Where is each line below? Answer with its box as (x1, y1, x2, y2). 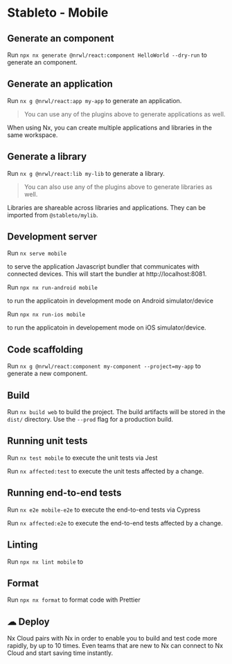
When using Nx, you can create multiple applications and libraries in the (7, 123, 213, 132)
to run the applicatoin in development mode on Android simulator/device (7, 296, 214, 305)
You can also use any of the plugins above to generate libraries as (24, 182, 213, 191)
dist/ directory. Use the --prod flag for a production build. (7, 415, 173, 424)
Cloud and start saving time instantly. (7, 649, 113, 657)
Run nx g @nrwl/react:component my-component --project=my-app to (7, 362, 202, 370)
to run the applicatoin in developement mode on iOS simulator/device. (7, 323, 206, 332)
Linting (7, 539, 38, 551)
